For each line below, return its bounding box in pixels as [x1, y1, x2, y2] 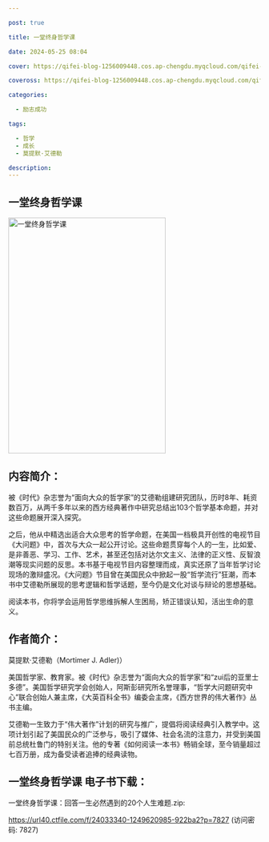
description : [8, 163, 52, 172]
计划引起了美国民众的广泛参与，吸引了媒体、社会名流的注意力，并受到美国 [14, 729, 261, 739]
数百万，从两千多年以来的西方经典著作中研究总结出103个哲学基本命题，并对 [8, 502, 259, 512]
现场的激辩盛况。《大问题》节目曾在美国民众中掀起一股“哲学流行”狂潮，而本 [8, 570, 257, 579]
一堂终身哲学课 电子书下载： [8, 775, 148, 789]
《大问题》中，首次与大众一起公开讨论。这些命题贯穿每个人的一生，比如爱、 [8, 539, 261, 549]
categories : [8, 91, 48, 99]
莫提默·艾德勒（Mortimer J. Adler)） [8, 655, 126, 665]
